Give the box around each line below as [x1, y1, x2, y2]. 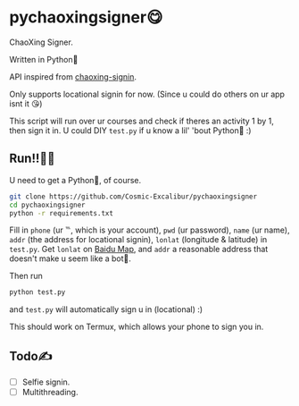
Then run [9, 271, 43, 282]
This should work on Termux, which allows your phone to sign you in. [9, 321, 264, 333]
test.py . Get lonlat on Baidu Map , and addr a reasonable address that [9, 244, 269, 255]
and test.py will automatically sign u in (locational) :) [9, 304, 203, 315]
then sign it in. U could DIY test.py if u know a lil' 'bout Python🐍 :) [9, 124, 252, 136]
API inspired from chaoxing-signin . [9, 71, 137, 82]
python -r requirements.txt [9, 208, 114, 217]
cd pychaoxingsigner [9, 200, 87, 209]
